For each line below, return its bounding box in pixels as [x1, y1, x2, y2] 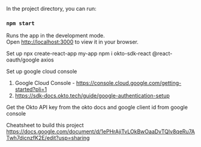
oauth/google [6, 56, 40, 63]
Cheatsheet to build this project [6, 122, 84, 129]
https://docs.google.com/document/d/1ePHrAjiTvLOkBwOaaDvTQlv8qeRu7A [6, 128, 195, 135]
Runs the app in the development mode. [6, 32, 105, 39]
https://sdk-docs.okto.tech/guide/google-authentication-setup [14, 92, 170, 99]
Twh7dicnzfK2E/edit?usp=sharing [6, 134, 90, 142]
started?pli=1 [14, 86, 47, 93]
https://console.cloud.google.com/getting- [76, 79, 182, 87]
